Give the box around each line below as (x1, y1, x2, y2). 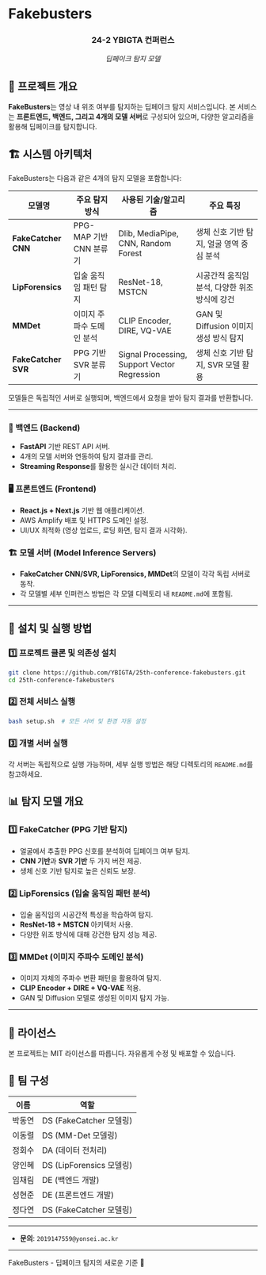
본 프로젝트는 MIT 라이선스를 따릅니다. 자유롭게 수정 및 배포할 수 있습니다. (8, 1049, 236, 1058)
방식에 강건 (196, 294, 235, 305)
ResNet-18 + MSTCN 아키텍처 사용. (19, 920, 133, 929)
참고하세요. (8, 769, 43, 778)
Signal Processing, (118, 349, 188, 360)
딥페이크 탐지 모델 (105, 54, 161, 63)
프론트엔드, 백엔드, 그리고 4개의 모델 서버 (16, 112, 142, 121)
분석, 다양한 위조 (196, 282, 254, 294)
